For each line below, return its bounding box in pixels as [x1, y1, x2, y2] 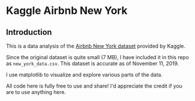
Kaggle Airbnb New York [6, 4, 128, 17]
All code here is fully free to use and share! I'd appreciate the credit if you [6, 82, 182, 89]
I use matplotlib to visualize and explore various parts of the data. [6, 71, 163, 78]
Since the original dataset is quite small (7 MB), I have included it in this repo [6, 54, 189, 60]
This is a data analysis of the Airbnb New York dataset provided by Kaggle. [6, 42, 186, 49]
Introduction [6, 27, 52, 37]
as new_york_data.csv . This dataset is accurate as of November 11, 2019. [6, 60, 179, 67]
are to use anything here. [6, 89, 66, 95]
